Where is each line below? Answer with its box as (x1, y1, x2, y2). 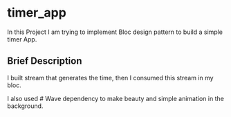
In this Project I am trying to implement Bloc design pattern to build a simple (7, 28, 223, 36)
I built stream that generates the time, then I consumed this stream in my (7, 73, 214, 82)
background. (7, 102, 44, 110)
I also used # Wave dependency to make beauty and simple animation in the (7, 94, 225, 102)
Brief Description (7, 55, 82, 67)
